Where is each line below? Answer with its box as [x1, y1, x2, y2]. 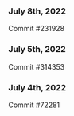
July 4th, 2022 [8, 82, 67, 93]
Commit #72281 [8, 100, 60, 110]
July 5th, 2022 [8, 44, 66, 55]
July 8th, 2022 [8, 6, 66, 17]
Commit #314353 [8, 62, 65, 71]
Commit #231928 [8, 24, 65, 34]
